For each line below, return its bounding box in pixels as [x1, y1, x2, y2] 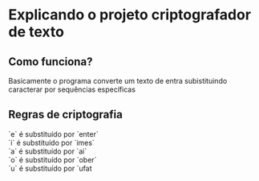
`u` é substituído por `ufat [8, 163, 92, 173]
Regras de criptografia [8, 108, 123, 121]
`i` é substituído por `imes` [8, 138, 95, 147]
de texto [8, 23, 64, 41]
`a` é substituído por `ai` [8, 146, 87, 156]
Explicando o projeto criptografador [8, 6, 251, 24]
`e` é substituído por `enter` [8, 129, 99, 138]
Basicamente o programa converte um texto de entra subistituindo [8, 76, 228, 85]
